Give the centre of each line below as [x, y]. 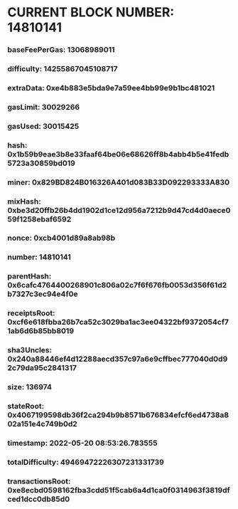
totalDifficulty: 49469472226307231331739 [86, 462]
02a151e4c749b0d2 [43, 424]
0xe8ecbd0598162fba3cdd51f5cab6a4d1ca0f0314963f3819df [119, 490]
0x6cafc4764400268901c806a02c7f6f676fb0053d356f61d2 [117, 285]
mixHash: [24, 201]
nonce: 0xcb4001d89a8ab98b [61, 238]
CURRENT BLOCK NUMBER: [91, 12]
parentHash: [29, 276]
